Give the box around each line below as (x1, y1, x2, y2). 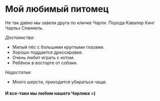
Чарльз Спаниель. (5, 25, 43, 31)
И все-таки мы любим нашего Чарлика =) (5, 90, 96, 96)
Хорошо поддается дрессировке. (12, 49, 83, 55)
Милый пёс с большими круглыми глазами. (12, 44, 105, 50)
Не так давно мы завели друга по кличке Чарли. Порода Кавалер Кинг (5, 20, 155, 26)
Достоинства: (5, 34, 35, 40)
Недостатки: (5, 69, 32, 75)
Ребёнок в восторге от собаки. (12, 60, 78, 66)
